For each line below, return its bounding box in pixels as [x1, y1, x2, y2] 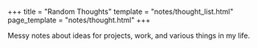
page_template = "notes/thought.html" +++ [7, 15, 151, 25]
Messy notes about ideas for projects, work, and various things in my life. [7, 31, 251, 40]
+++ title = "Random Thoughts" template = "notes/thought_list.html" [7, 7, 234, 16]
